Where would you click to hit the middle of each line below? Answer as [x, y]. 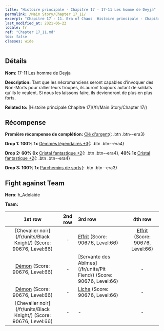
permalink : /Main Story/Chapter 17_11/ [46, 14]
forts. [10, 97]
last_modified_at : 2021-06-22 [36, 23]
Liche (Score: [93, 289]
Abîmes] [88, 263]
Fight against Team [35, 183]
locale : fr [16, 28]
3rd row [87, 219]
